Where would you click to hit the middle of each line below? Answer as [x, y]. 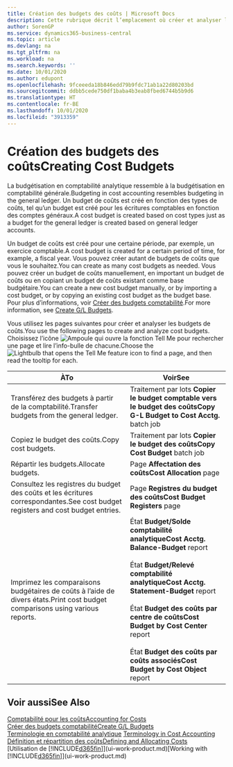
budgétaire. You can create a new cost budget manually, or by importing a [112, 288]
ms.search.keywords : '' [42, 65]
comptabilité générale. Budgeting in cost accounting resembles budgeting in [115, 193]
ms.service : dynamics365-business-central [69, 33]
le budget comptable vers [173, 398]
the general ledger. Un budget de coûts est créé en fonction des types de [112, 200]
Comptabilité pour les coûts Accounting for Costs [77, 719]
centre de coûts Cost [165, 617]
